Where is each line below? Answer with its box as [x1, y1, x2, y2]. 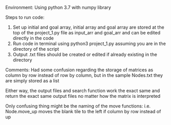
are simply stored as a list [5, 78, 60, 84]
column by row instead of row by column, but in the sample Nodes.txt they [5, 72, 163, 78]
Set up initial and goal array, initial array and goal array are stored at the [12, 24, 164, 30]
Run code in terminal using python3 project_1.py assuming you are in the [12, 40, 166, 47]
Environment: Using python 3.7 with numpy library [5, 5, 111, 10]
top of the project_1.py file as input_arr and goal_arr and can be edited [12, 30, 161, 35]
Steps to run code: [5, 14, 45, 20]
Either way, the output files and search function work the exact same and [5, 88, 160, 94]
